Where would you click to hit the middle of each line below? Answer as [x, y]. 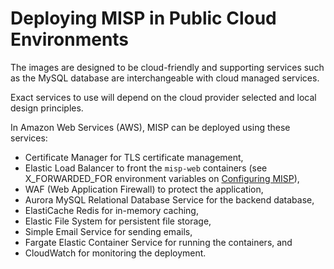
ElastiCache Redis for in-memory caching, [111, 210]
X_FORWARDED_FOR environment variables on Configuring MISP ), [162, 178]
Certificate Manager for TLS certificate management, [134, 157]
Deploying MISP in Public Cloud [143, 18]
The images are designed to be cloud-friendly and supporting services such [167, 67]
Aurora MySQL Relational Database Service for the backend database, [169, 199]
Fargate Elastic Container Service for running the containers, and [158, 242]
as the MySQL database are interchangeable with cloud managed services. [165, 78]
